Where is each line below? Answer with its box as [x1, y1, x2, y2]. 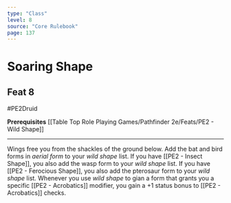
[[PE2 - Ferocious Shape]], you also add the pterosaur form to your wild [7, 167, 210, 175]
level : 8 [7, 17, 32, 23]
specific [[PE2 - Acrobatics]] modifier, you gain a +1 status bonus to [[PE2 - [7, 182, 221, 190]
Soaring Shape [7, 59, 93, 74]
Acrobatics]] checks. [7, 189, 67, 197]
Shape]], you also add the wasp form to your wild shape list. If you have [7, 160, 211, 168]
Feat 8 [7, 86, 34, 98]
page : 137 [7, 29, 36, 36]
